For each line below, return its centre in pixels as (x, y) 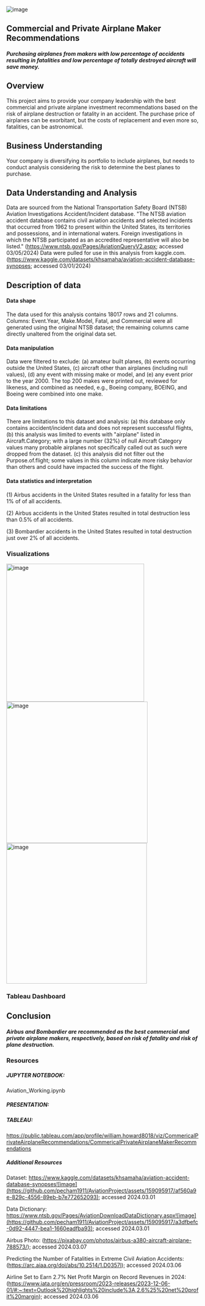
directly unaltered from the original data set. (62, 334)
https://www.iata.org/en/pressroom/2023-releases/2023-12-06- (89, 1283)
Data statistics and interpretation (49, 481)
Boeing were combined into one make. (55, 394)
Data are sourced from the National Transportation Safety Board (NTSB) (97, 207)
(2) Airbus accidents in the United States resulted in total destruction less (98, 513)
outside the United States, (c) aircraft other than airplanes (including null (97, 368)
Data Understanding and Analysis (72, 193)
